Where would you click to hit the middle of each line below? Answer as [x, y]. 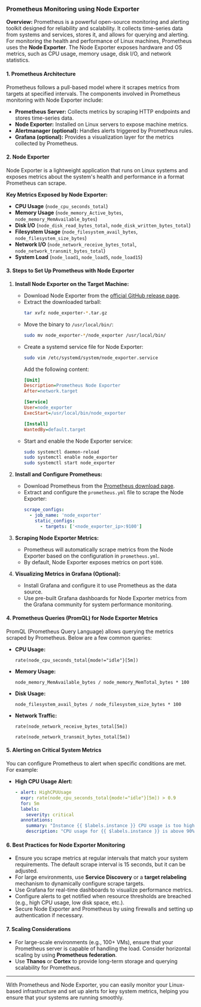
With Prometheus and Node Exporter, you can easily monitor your [87, 985]
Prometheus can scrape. [36, 183]
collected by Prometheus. [46, 143]
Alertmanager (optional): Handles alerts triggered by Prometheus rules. [104, 130]
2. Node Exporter [28, 157]
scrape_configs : [44, 510]
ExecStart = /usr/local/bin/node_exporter [75, 413]
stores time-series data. [44, 118]
